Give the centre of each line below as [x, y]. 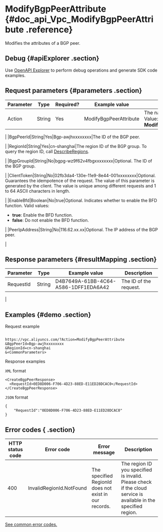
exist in [100, 494]
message [104, 452]
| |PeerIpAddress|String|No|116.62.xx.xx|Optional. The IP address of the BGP [81, 229]
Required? [67, 104]
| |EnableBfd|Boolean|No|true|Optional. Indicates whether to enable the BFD [81, 200]
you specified [137, 470]
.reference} [49, 30]
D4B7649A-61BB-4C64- [86, 281]
